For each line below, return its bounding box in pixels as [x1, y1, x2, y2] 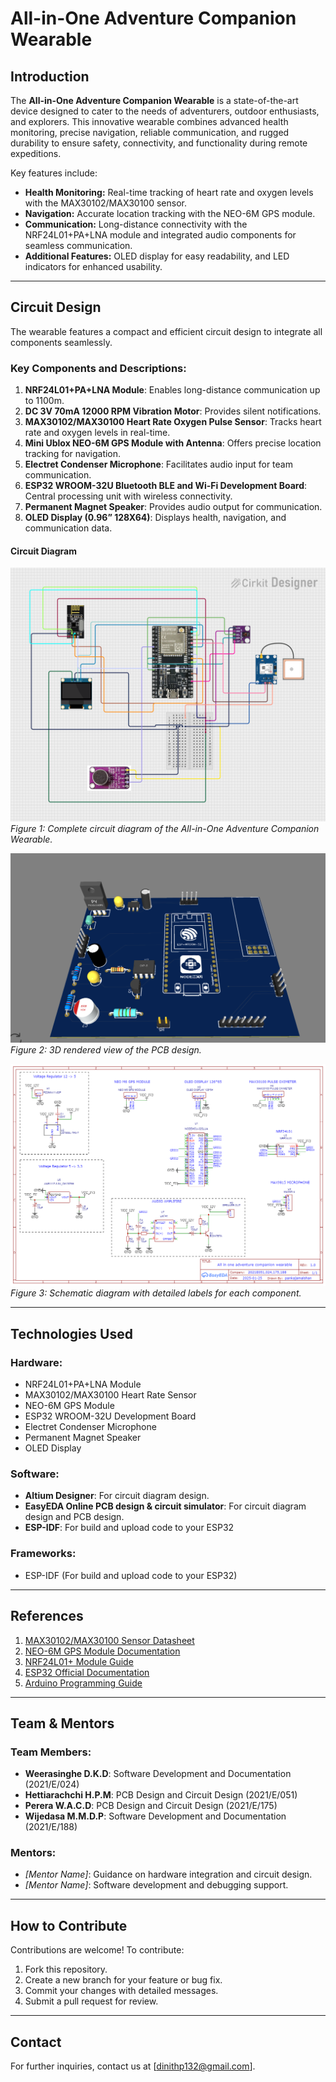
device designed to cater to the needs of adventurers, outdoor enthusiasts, [10, 105, 320, 117]
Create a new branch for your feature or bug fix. [24, 1974, 223, 1986]
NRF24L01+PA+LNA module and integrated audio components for [24, 229, 297, 241]
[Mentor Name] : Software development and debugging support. [24, 1879, 289, 1891]
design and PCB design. [24, 1511, 125, 1523]
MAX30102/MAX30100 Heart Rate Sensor [24, 1389, 197, 1401]
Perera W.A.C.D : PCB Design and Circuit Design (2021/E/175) [24, 1800, 278, 1812]
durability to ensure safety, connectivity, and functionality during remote [10, 137, 308, 149]
